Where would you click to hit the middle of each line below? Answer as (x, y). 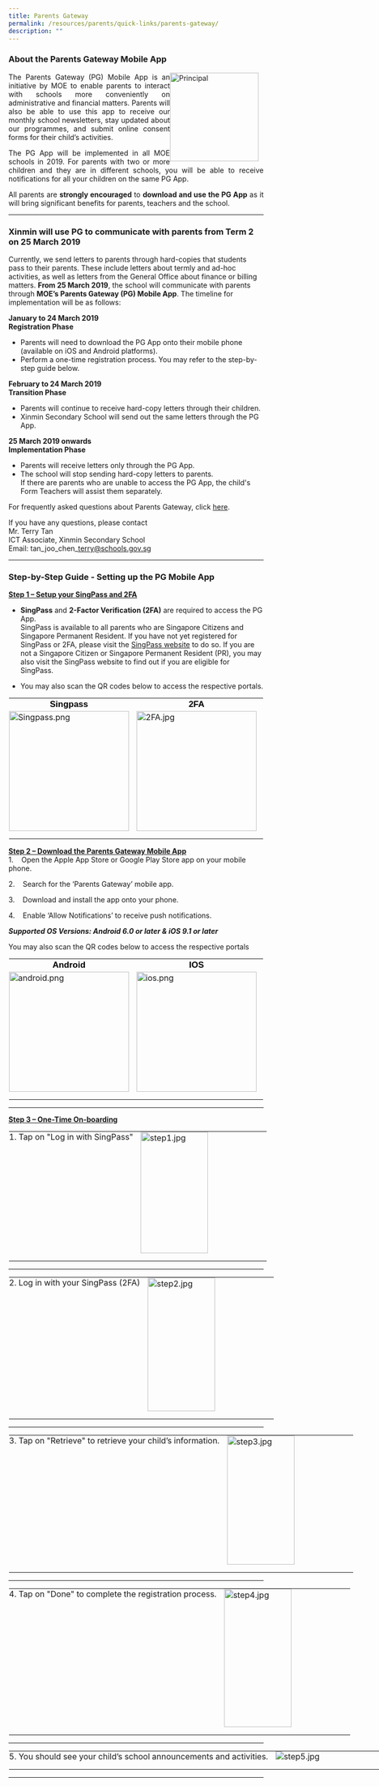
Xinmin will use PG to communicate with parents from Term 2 (131, 232)
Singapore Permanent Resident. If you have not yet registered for (128, 636)
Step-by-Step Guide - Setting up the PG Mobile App (111, 577)
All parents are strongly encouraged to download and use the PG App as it (136, 194)
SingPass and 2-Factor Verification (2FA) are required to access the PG (141, 610)
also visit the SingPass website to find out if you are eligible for (125, 662)
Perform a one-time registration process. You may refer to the (123, 359)
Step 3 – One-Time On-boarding (63, 1119)
